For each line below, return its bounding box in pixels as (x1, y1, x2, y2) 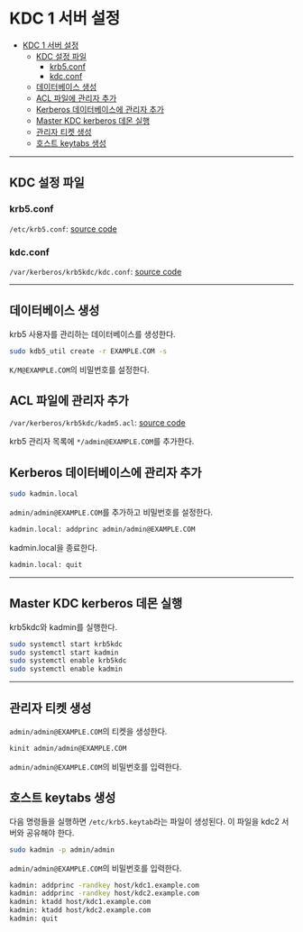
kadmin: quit (9, 914, 59, 924)
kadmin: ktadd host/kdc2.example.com (9, 906, 151, 915)
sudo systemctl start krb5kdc (9, 639, 124, 649)
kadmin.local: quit (9, 560, 83, 569)
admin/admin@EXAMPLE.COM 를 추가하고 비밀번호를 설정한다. (9, 507, 214, 518)
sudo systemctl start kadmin (9, 648, 119, 657)
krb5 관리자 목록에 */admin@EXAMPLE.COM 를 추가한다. (9, 436, 195, 447)
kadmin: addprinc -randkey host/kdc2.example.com (9, 889, 200, 898)
